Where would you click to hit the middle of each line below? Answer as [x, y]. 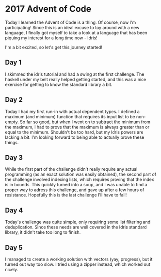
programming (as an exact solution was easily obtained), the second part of [81, 174]
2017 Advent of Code [48, 9]
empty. [12, 122]
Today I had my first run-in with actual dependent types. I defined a [72, 111]
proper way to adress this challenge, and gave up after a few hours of [75, 190]
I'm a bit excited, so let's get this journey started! [54, 47]
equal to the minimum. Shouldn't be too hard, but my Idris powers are [74, 132]
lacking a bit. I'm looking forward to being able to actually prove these [75, 137]
